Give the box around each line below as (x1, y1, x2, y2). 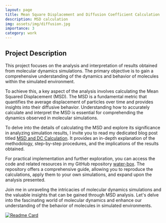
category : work (5, 31, 37, 36)
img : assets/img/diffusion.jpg (5, 21, 70, 27)
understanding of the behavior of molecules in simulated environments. (5, 202, 152, 208)
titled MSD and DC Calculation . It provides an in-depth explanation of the (5, 135, 155, 141)
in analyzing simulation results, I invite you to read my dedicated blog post (5, 130, 158, 136)
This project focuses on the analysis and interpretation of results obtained (5, 62, 157, 68)
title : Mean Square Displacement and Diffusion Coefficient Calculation (5, 12, 160, 17)
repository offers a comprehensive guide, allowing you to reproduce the (5, 166, 153, 172)
